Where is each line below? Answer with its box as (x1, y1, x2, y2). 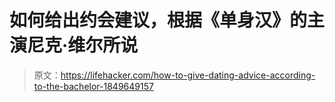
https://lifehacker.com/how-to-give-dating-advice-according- (60, 69, 316, 81)
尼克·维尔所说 (27, 34, 139, 57)
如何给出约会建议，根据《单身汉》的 (9, 9, 308, 32)
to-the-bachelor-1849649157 (33, 80, 154, 92)
